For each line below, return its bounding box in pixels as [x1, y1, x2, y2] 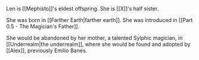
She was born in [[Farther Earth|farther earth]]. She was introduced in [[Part [6, 17, 193, 23]
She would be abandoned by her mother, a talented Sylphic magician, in [6, 34, 183, 41]
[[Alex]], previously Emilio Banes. [6, 47, 88, 54]
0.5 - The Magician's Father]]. [6, 23, 80, 30]
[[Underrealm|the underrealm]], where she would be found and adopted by [6, 41, 191, 48]
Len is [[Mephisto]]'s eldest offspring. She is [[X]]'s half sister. [6, 5, 159, 12]
